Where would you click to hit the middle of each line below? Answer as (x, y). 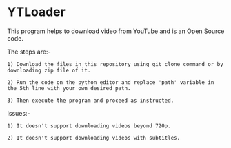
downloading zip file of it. (49, 70)
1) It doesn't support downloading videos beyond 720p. (89, 126)
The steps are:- (29, 52)
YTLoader (36, 12)
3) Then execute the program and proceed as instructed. (91, 101)
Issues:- (19, 113)
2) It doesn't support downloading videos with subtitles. (94, 138)
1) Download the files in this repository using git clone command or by (115, 64)
